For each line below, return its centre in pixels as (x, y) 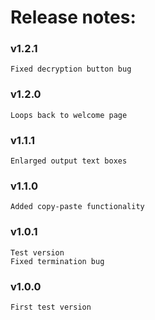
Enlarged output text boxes (69, 161)
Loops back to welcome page (69, 115)
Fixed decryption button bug (71, 69)
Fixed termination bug (57, 261)
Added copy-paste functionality (77, 207)
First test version (51, 307)
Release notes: (73, 17)
